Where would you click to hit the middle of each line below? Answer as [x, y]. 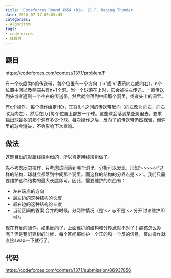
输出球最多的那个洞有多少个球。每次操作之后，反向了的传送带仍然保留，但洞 [85, 120]
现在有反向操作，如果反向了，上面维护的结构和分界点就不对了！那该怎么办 [83, 228]
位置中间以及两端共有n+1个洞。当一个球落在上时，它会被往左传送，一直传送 [85, 90]
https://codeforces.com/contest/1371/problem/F [55, 73]
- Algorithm [18, 24]
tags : [11, 29]
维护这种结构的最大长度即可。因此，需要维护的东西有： [67, 180]
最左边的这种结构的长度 [37, 198]
